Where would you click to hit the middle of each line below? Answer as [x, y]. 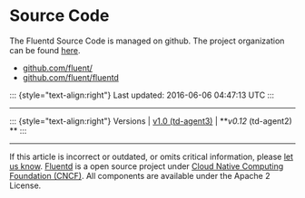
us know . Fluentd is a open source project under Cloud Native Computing [147, 166]
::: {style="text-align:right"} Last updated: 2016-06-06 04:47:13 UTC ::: [142, 95]
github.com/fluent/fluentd [71, 77]
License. [25, 185]
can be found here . [45, 50]
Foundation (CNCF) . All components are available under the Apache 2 [140, 175]
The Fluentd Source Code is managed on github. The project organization [147, 41]
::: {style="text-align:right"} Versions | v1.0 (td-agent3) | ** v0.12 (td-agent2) [151, 121]
